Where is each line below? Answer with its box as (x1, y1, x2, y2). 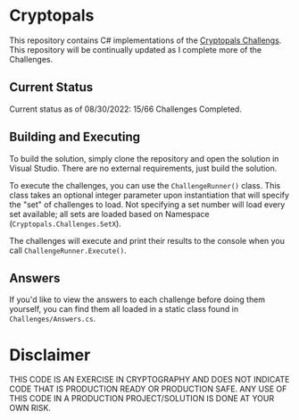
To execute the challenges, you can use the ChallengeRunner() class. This (9, 180, 281, 190)
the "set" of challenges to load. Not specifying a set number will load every (9, 198, 286, 210)
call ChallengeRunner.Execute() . (9, 245, 127, 256)
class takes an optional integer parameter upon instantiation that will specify (9, 189, 290, 200)
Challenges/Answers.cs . (9, 314, 96, 324)
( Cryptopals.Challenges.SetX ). (9, 218, 122, 229)
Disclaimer (9, 345, 91, 365)
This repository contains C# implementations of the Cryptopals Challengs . (9, 35, 282, 46)
